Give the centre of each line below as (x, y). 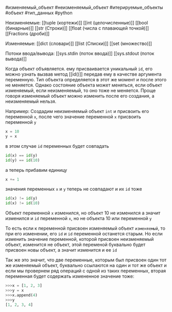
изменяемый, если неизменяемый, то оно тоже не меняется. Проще (81, 91)
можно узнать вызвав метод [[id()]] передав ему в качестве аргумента (83, 74)
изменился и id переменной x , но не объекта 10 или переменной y (79, 218)
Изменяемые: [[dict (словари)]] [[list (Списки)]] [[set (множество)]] (79, 43)
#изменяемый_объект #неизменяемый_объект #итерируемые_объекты (84, 7)
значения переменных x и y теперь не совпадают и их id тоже (74, 189)
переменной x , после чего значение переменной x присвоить (73, 117)
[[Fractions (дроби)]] (27, 34)
